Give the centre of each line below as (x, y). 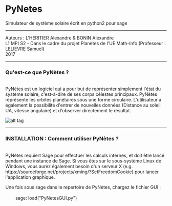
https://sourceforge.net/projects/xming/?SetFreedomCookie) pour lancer (82, 172)
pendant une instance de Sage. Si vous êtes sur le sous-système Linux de (83, 161)
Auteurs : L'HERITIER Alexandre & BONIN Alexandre (60, 38)
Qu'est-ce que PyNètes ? (37, 72)
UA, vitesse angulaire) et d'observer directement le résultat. (68, 111)
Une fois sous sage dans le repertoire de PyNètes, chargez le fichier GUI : (83, 187)
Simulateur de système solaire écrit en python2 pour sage (66, 23)
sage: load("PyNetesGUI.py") (46, 198)
